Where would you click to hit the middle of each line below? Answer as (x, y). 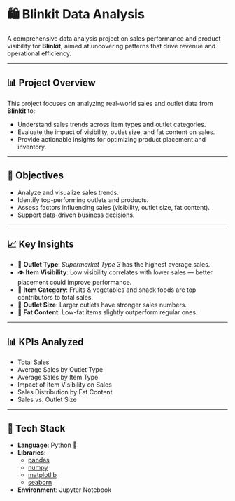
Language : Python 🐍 (47, 445)
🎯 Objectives (36, 176)
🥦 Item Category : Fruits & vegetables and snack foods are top (107, 290)
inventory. (32, 147)
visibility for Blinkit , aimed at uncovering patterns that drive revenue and (112, 46)
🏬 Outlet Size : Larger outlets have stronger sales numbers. (102, 305)
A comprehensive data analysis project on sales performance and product (114, 38)
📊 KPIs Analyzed (45, 342)
